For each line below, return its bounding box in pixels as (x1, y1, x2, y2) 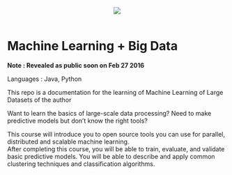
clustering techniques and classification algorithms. (7, 160, 155, 168)
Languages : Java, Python (7, 75, 82, 83)
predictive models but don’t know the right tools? (7, 116, 148, 125)
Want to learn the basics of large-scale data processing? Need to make (7, 109, 212, 117)
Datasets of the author (7, 96, 72, 104)
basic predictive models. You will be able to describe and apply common (7, 152, 215, 160)
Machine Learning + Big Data (7, 38, 178, 54)
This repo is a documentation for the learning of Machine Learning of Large (7, 88, 224, 96)
